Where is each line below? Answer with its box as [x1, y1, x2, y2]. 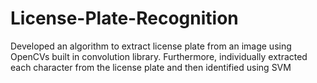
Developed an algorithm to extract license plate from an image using [10, 40, 292, 52]
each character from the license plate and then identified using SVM [10, 61, 292, 73]
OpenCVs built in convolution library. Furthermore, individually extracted [10, 50, 308, 62]
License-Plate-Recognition [10, 7, 239, 30]
